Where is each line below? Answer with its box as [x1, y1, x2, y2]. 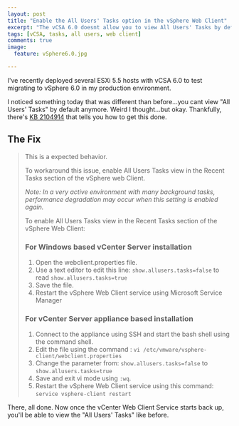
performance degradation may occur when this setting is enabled [24, 195, 218, 203]
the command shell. [35, 338, 94, 346]
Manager [35, 295, 63, 304]
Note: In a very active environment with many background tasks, [24, 187, 216, 196]
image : [7, 44, 27, 51]
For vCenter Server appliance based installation [24, 313, 193, 323]
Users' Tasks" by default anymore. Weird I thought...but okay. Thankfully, [7, 105, 222, 113]
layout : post [7, 10, 46, 18]
